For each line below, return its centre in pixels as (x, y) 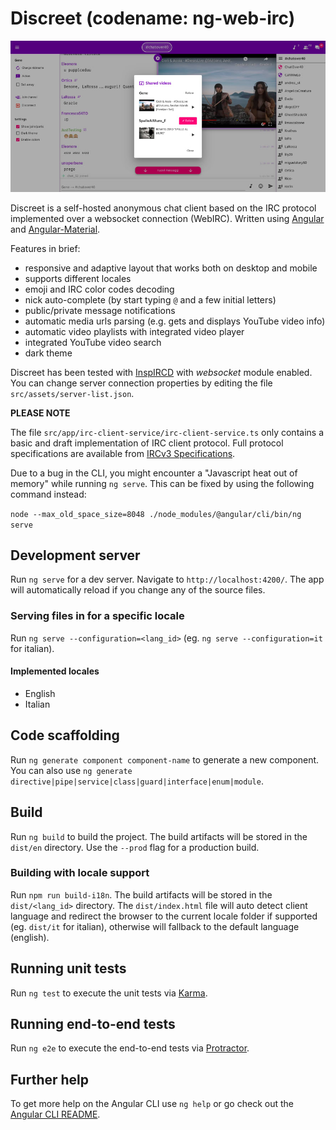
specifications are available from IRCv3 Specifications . (123, 453)
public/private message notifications (100, 310)
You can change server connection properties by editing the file (141, 383)
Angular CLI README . (55, 1114)
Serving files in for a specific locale (97, 616)
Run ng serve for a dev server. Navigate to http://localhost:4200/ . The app (167, 579)
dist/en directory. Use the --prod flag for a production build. (135, 847)
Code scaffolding (65, 735)
